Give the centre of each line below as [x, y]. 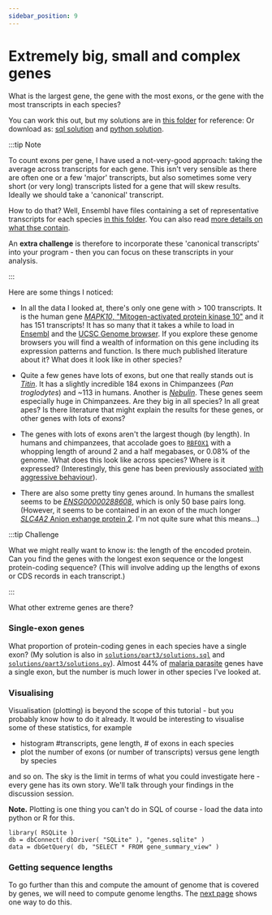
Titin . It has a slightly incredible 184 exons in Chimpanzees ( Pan [127, 384]
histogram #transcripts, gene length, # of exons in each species [127, 744]
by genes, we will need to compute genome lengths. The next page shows [133, 894]
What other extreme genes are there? [71, 607]
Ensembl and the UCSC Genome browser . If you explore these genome [139, 333]
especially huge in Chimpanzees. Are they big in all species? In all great [140, 401]
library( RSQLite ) [41, 833]
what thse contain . [39, 227]
